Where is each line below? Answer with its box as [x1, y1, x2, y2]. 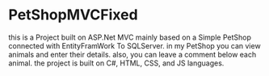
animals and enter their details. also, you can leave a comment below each [8, 49, 257, 59]
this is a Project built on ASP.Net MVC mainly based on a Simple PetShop [8, 32, 252, 42]
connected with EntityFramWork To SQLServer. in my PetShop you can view [8, 40, 261, 50]
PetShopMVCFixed [8, 6, 139, 24]
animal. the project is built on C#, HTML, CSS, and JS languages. [8, 58, 225, 68]
